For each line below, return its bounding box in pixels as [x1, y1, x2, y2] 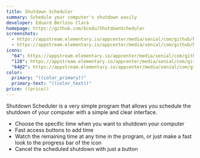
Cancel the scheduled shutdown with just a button [14, 145, 138, 152]
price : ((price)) [6, 86, 49, 92]
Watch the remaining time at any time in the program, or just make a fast [14, 132, 192, 140]
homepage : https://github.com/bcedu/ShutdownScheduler [6, 25, 145, 31]
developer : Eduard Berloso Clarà [6, 20, 89, 26]
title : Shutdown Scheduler [6, 8, 73, 15]
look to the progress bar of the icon [14, 139, 102, 146]
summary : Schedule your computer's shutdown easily [6, 14, 137, 20]
